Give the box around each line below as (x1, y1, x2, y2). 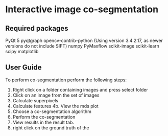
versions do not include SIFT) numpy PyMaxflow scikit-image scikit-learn (5, 43, 160, 49)
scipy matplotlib (5, 49, 39, 54)
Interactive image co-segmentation (5, 4, 159, 15)
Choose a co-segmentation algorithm (12, 108, 92, 115)
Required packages (5, 24, 68, 33)
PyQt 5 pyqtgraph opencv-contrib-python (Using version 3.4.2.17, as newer (5, 37, 163, 43)
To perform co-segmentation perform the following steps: (5, 77, 127, 83)
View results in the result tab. (12, 119, 75, 125)
